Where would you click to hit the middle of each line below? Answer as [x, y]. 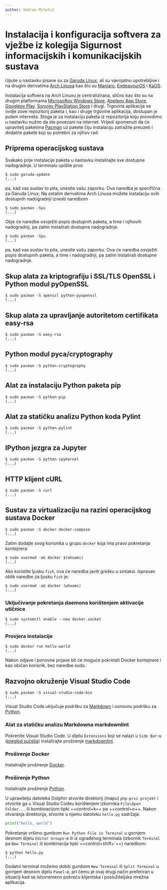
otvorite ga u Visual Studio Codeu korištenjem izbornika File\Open [73, 803]
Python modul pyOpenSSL [47, 284]
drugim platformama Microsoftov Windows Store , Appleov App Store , [76, 100]
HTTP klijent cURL [34, 479]
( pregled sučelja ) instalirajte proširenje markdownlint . [60, 741]
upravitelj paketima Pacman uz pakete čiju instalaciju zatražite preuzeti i [79, 127]
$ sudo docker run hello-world [38, 646]
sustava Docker [30, 518]
